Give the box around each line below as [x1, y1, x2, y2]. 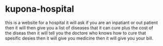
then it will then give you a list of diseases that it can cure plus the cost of [5, 24, 153, 30]
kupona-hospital [5, 3, 74, 15]
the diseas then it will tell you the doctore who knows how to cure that [5, 30, 146, 36]
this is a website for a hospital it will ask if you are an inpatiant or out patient [5, 20, 158, 25]
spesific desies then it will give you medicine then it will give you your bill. [5, 35, 153, 41]
